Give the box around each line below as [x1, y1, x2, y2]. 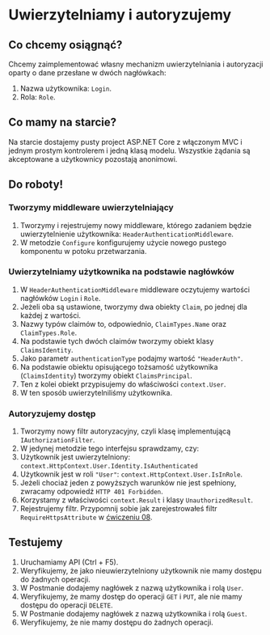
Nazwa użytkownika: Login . [19, 83, 112, 93]
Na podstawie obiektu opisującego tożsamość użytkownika [19, 362, 218, 371]
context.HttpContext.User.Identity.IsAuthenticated [19, 463, 198, 471]
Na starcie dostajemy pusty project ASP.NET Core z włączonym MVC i [8, 137, 243, 146]
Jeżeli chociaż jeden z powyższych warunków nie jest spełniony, [19, 478, 237, 488]
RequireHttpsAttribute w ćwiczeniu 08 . [19, 512, 153, 523]
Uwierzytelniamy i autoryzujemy [8, 6, 232, 24]
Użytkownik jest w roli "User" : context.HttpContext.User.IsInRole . [19, 469, 243, 479]
